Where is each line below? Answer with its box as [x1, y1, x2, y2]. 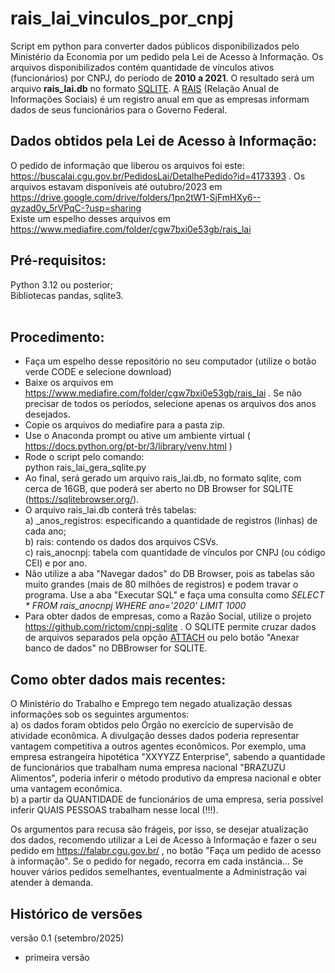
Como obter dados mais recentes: [10, 671, 227, 688]
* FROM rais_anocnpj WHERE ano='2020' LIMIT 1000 [24, 600, 247, 612]
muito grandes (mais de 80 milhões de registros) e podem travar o [24, 578, 299, 591]
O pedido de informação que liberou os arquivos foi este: [10, 159, 245, 171]
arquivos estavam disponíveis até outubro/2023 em [10, 180, 223, 192]
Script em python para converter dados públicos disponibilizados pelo [10, 40, 300, 52]
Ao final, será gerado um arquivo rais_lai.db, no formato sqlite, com [24, 472, 302, 484]
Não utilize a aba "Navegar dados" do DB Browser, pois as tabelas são [24, 568, 315, 580]
